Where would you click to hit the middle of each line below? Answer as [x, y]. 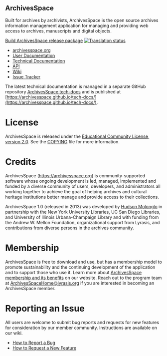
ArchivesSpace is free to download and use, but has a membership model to [83, 262]
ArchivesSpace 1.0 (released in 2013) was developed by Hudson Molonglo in [84, 206]
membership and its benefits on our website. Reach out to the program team [83, 278]
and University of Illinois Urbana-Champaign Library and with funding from [82, 217]
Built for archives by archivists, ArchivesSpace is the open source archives [82, 20]
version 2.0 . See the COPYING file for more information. [62, 141]
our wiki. [14, 333]
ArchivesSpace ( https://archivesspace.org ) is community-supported [75, 176]
